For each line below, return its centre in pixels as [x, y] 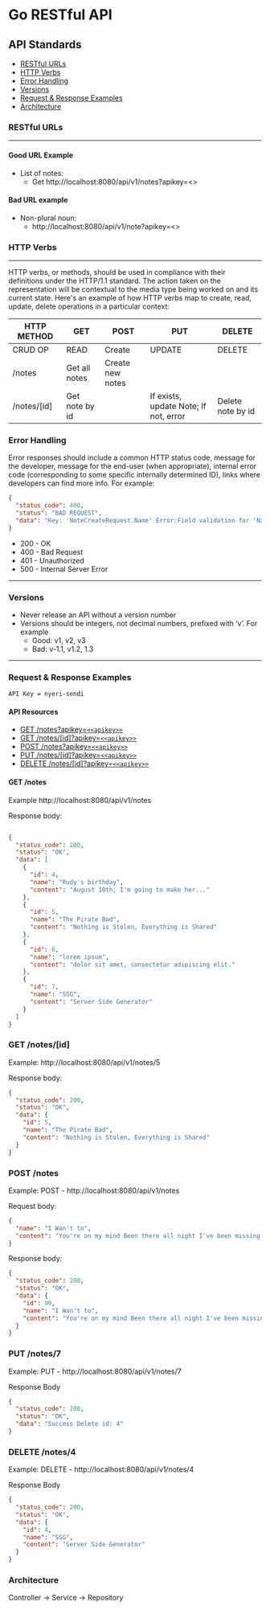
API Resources [33, 711]
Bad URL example [38, 200]
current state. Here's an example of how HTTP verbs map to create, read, [130, 298]
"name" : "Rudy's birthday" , [77, 882]
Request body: [33, 1206]
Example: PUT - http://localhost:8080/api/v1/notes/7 [95, 1371]
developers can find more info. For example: [82, 483]
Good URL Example [41, 155]
